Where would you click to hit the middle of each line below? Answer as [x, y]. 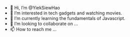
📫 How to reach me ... [33, 29]
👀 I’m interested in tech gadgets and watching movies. [66, 13]
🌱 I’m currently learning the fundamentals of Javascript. [68, 18]
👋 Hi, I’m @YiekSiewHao [35, 8]
